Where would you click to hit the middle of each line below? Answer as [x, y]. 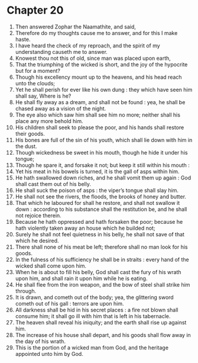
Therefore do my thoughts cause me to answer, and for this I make [96, 33]
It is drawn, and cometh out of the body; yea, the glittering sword [94, 297]
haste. [23, 39]
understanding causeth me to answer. [61, 52]
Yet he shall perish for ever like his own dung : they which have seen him [104, 89]
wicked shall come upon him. [51, 266]
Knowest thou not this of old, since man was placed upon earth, [93, 58]
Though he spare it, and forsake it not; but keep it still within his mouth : [102, 165]
